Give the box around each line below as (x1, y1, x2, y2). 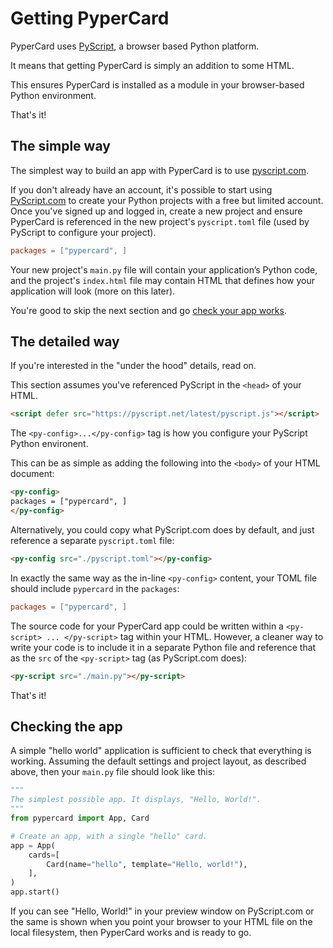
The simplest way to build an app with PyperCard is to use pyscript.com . (10, 164, 309, 176)
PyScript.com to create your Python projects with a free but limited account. (10, 194, 324, 206)
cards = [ (28, 850, 60, 860)
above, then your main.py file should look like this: (10, 766, 216, 778)
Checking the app (10, 718, 123, 735)
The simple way (10, 138, 111, 155)
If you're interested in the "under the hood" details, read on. (10, 360, 257, 372)
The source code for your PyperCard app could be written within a (10, 620, 284, 632)
